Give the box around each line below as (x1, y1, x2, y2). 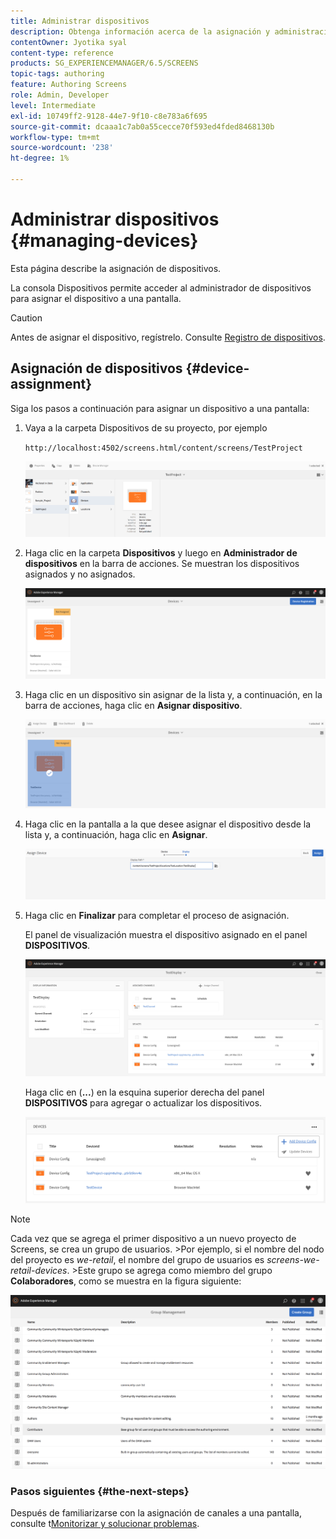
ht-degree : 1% (10, 153, 70, 164)
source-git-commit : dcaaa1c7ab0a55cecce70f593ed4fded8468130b (10, 121, 275, 132)
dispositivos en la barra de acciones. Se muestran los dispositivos (24, 558, 300, 570)
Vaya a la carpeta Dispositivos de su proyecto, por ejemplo (24, 421, 268, 434)
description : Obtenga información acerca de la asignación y (10, 26, 271, 37)
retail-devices (10, 1264, 68, 1276)
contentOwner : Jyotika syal (10, 37, 128, 47)
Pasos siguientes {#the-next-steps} (10, 1484, 190, 1498)
